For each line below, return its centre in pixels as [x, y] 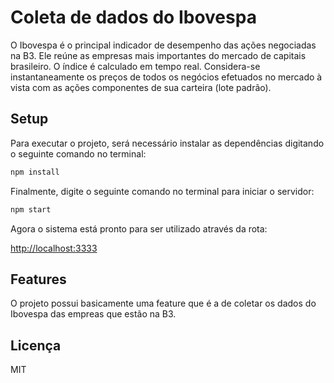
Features [38, 279]
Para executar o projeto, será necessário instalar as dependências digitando [167, 143]
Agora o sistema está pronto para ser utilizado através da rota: [139, 228]
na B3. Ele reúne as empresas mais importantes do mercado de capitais [158, 55]
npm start [31, 209]
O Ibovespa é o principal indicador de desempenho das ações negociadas [163, 45]
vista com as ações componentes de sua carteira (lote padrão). [141, 87]
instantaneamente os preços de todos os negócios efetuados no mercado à [166, 77]
